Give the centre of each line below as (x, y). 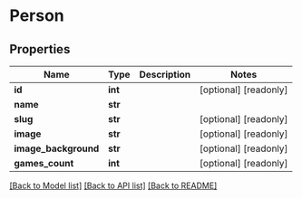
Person (37, 16)
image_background (57, 148)
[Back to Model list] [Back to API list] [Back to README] (113, 185)
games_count (44, 163)
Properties (40, 49)
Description (165, 75)
